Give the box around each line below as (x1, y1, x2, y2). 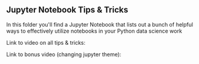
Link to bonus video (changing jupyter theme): (6, 51, 122, 58)
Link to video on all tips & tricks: (6, 39, 86, 46)
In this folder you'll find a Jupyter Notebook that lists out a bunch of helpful (6, 21, 194, 28)
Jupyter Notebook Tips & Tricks (6, 5, 128, 15)
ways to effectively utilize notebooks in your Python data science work (6, 27, 183, 34)
